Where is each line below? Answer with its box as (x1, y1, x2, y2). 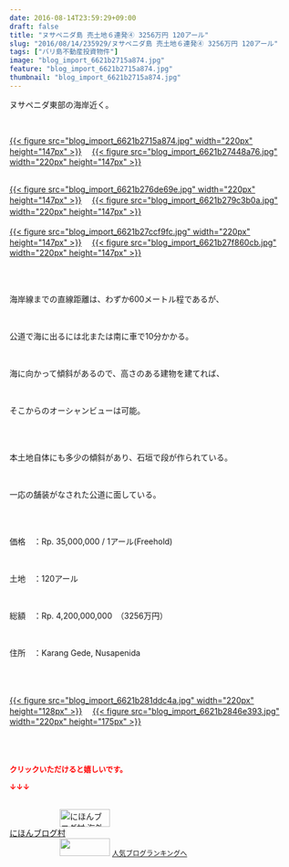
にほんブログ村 (9, 827, 66, 838)
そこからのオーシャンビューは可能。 (9, 404, 146, 416)
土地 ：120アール (9, 573, 79, 583)
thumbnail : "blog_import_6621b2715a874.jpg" (9, 73, 181, 82)
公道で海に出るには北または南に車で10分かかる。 (9, 330, 194, 341)
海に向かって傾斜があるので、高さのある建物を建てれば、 (9, 368, 225, 379)
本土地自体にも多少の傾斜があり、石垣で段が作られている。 (9, 452, 233, 463)
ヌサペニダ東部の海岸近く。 (9, 99, 114, 110)
